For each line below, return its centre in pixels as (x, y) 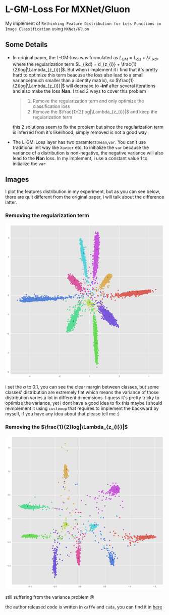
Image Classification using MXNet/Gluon (47, 28)
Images (17, 179)
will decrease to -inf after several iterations (111, 86)
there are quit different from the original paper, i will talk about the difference (85, 197)
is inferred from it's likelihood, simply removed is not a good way (80, 132)
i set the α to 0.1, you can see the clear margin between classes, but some (82, 387)
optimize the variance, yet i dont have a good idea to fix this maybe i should (84, 403)
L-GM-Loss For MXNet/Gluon (68, 9)
